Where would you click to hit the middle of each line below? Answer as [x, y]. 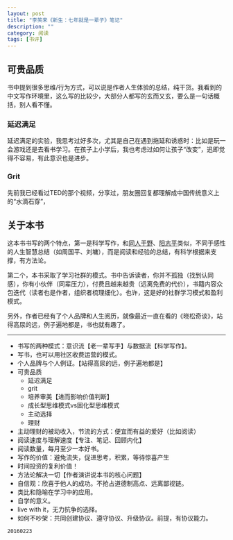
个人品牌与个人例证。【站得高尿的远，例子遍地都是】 [92, 363]
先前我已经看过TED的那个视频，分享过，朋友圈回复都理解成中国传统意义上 [113, 192]
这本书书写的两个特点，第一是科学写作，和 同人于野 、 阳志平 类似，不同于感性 [116, 243]
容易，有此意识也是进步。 [55, 158]
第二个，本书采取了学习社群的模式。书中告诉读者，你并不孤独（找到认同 [110, 276]
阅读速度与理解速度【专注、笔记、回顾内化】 [81, 440]
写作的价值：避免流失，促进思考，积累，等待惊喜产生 [93, 457]
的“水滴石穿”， [28, 201]
